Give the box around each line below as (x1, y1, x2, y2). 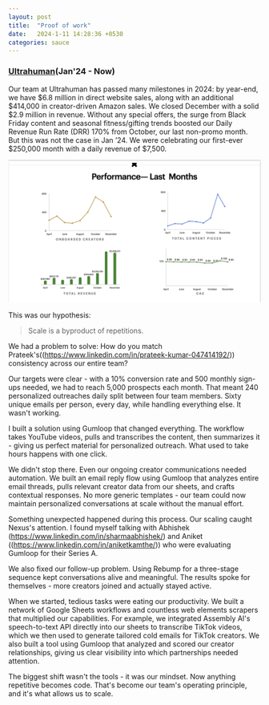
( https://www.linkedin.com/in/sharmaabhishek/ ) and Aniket (8, 532, 203, 541)
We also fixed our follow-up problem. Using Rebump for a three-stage (8, 564, 239, 573)
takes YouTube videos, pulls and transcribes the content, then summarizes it (8, 432, 260, 442)
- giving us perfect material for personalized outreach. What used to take (8, 441, 249, 451)
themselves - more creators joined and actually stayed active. (8, 581, 212, 591)
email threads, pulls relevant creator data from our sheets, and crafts (8, 482, 235, 492)
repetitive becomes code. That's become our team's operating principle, (8, 680, 247, 690)
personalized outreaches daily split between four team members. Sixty (8, 391, 242, 401)
